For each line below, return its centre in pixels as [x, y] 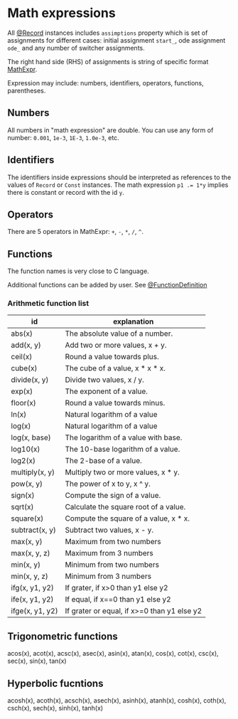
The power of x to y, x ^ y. [108, 484]
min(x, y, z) [29, 576]
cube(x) [24, 368]
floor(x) [24, 403]
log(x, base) [31, 437]
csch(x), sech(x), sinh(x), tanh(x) [55, 708]
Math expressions [61, 13]
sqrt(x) [22, 507]
